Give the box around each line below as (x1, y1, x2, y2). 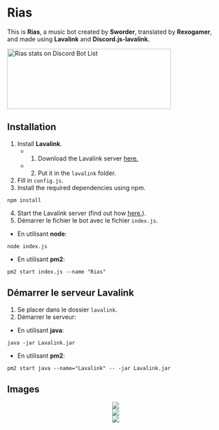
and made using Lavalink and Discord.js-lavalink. (7, 34, 150, 43)
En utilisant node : (17, 229, 67, 238)
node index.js (7, 243, 48, 249)
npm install (7, 196, 41, 204)
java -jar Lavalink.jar (7, 339, 76, 346)
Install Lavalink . (17, 139, 63, 147)
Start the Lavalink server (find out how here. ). (17, 209, 147, 217)
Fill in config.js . (17, 176, 64, 184)
